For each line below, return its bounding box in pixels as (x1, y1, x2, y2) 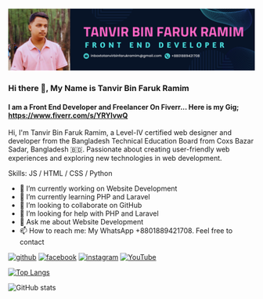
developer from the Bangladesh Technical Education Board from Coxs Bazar (8, 137, 254, 146)
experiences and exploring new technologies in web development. (8, 154, 222, 163)
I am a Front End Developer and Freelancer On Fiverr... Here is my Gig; (8, 102, 240, 111)
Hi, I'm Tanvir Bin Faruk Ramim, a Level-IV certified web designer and (8, 128, 232, 137)
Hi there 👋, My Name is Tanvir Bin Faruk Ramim (8, 82, 189, 93)
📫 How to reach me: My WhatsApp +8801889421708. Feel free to (19, 226, 233, 235)
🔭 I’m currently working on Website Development (19, 184, 178, 193)
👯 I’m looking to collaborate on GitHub (19, 201, 142, 210)
